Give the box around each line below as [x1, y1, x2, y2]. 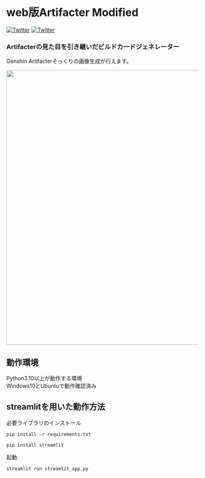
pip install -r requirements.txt [6, 431, 92, 437]
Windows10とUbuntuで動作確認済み [6, 382, 96, 389]
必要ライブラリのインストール [6, 419, 81, 426]
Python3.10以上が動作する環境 [6, 375, 82, 382]
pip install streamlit [6, 442, 64, 448]
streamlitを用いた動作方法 [6, 402, 106, 412]
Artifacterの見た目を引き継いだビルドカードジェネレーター [6, 42, 180, 51]
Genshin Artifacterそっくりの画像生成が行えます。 [6, 57, 132, 65]
